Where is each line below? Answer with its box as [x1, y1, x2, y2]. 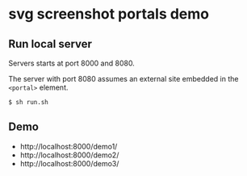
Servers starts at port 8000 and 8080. [8, 58, 135, 68]
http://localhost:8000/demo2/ [19, 150, 119, 160]
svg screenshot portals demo [8, 5, 210, 23]
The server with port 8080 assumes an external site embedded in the [8, 74, 239, 83]
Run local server [8, 37, 93, 51]
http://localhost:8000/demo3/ [19, 158, 119, 168]
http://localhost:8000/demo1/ [19, 141, 118, 151]
